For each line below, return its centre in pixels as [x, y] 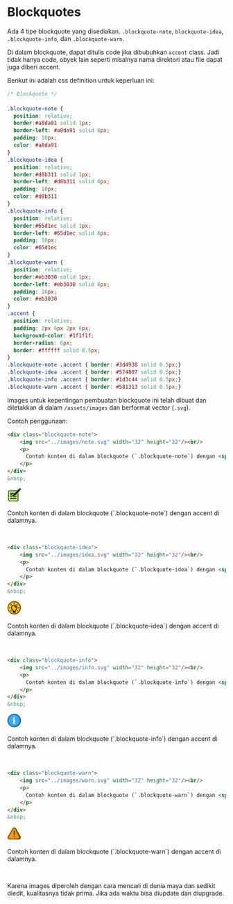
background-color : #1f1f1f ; [54, 335]
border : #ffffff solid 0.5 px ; [57, 350]
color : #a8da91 [35, 145]
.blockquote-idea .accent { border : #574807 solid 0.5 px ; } [94, 372]
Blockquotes [44, 12]
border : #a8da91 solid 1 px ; [52, 123]
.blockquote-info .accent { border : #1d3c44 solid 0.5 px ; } [94, 380]
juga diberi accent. [34, 67]
